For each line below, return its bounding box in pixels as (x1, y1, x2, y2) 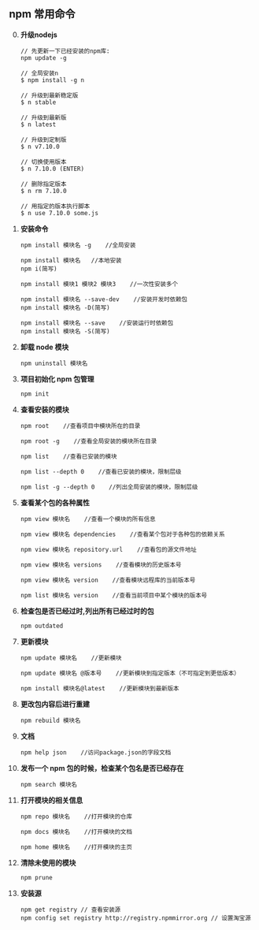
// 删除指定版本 (20, 180, 67, 188)
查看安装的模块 (20, 404, 69, 414)
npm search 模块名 (20, 780, 78, 788)
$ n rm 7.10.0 (20, 187, 67, 195)
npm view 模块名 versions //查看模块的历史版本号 (20, 560, 182, 569)
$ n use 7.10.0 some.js (20, 209, 99, 217)
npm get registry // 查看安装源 (20, 906, 121, 913)
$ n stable (20, 98, 57, 106)
